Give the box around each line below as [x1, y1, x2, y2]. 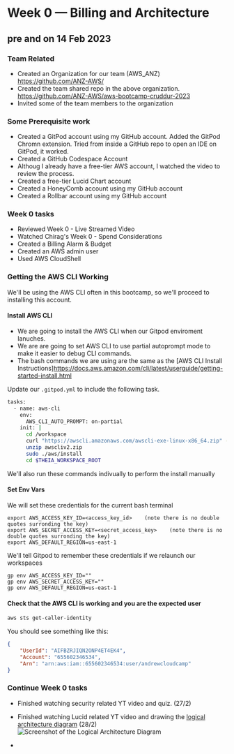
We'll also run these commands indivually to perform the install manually [7, 469, 215, 478]
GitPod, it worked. [17, 147, 70, 156]
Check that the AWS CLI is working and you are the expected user [7, 599, 202, 607]
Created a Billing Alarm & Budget [17, 239, 111, 249]
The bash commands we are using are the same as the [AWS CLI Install [17, 356, 223, 364]
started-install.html [17, 371, 72, 380]
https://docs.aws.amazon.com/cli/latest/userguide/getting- [53, 364, 224, 372]
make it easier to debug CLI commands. [17, 349, 132, 357]
